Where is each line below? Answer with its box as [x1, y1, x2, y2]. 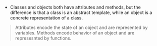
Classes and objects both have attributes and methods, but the [10, 4, 141, 10]
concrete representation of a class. [10, 15, 83, 20]
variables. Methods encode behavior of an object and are [15, 30, 135, 35]
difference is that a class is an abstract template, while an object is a [10, 9, 152, 15]
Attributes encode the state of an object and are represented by [15, 24, 148, 30]
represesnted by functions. [15, 35, 72, 41]
